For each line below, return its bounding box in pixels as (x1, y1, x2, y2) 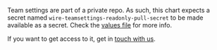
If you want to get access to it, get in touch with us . (7, 35, 156, 43)
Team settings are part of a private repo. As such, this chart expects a (7, 6, 210, 14)
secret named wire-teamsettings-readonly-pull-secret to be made (7, 13, 204, 22)
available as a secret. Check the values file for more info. (7, 21, 173, 29)
